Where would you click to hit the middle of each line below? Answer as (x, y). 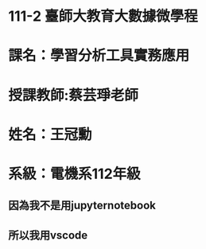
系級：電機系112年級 (74, 174)
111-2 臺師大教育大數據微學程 (103, 16)
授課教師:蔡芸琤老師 (74, 95)
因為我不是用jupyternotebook (82, 206)
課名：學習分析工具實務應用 (99, 56)
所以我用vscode (48, 235)
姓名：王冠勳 (51, 134)
